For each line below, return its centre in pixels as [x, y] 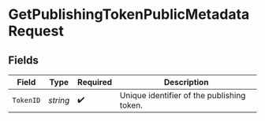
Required [95, 82]
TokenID [26, 100]
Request [36, 31]
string [59, 100]
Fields [24, 60]
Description [186, 82]
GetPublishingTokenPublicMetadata [129, 15]
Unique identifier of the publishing [183, 95]
